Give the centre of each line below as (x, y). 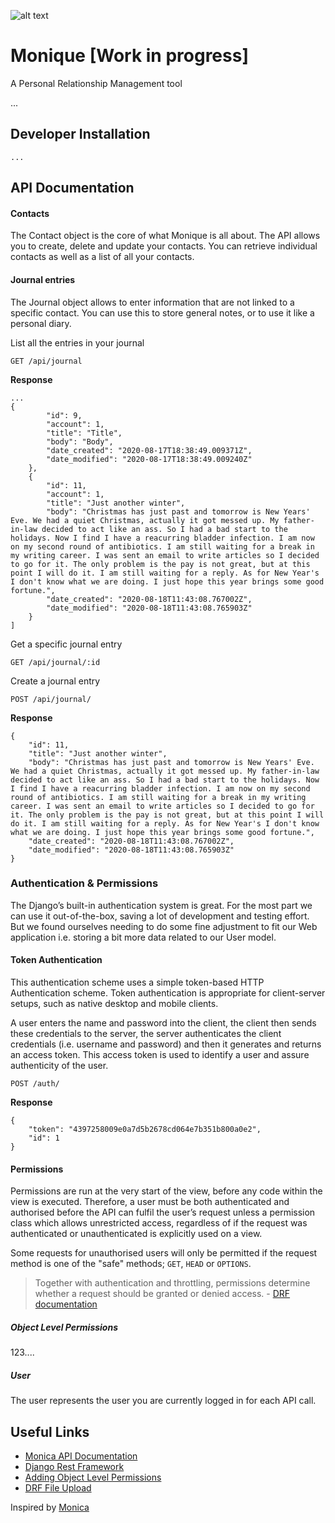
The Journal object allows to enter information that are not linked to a (152, 302)
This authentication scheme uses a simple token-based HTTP (137, 982)
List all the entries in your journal (77, 342)
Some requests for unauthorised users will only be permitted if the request (164, 1253)
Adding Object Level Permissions (93, 1477)
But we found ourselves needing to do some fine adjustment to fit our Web (164, 926)
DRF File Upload (58, 1488)
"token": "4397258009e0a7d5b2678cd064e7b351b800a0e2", (145, 1130)
